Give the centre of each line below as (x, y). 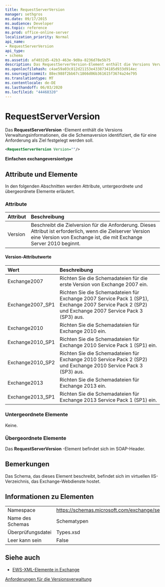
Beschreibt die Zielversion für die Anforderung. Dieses (93, 225)
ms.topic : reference (26, 28)
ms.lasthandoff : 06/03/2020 (34, 87)
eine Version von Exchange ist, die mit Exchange (86, 238)
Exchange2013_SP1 (31, 397)
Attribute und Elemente (41, 174)
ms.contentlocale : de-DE (30, 83)
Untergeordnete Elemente (37, 415)
